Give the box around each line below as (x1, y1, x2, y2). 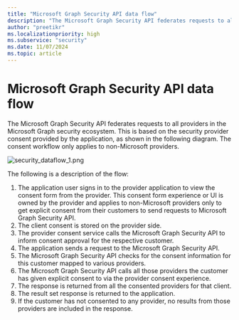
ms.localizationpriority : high (7, 30, 100, 38)
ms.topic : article (7, 50, 62, 58)
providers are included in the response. (17, 304, 133, 313)
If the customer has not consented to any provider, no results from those (17, 297, 231, 305)
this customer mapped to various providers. (17, 259, 147, 267)
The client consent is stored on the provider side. (17, 221, 162, 230)
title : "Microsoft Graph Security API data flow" (7, 10, 158, 18)
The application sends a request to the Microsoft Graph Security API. (17, 243, 221, 252)
